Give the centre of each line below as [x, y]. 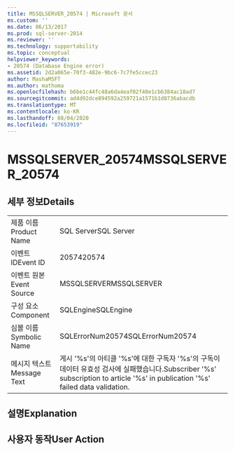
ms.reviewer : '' [31, 40]
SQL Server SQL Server [97, 231]
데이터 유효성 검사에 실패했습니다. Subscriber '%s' [138, 369]
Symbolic [26, 337]
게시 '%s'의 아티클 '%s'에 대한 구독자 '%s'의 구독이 [140, 358]
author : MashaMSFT [34, 79]
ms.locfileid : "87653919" [45, 124]
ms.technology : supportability [53, 46]
